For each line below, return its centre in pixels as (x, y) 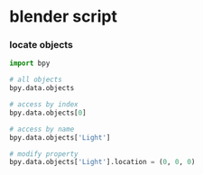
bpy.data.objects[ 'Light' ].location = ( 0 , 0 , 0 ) (102, 162)
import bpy (30, 64)
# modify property (44, 154)
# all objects (36, 80)
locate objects (42, 45)
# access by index (44, 105)
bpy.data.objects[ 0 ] (48, 113)
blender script (63, 17)
